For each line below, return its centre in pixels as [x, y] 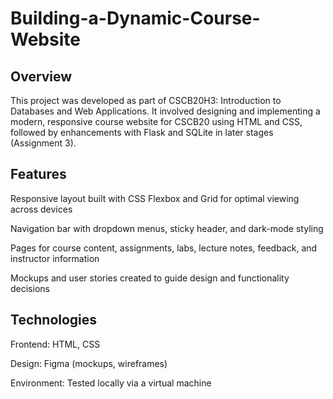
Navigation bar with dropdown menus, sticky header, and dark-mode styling [167, 228]
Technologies [54, 320]
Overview [41, 76]
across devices [41, 209]
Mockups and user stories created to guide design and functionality [150, 278]
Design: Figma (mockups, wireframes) [89, 363]
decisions [30, 288]
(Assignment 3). [43, 143]
